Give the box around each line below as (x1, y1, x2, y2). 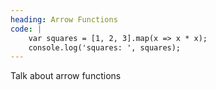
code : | (10, 24, 43, 34)
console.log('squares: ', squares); (28, 42, 182, 53)
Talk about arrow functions (10, 70, 122, 82)
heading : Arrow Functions (10, 14, 118, 25)
